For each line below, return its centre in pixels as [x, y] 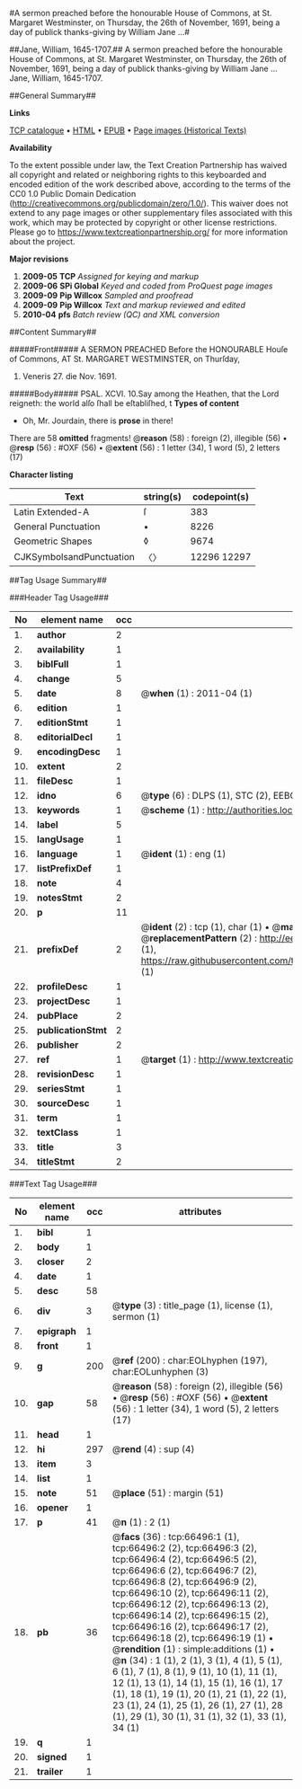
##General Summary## [53, 95]
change [53, 679]
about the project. [42, 241]
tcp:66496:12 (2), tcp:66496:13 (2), [191, 1604]
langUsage [61, 839]
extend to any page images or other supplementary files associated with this [151, 213]
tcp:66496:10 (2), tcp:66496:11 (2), [191, 1593]
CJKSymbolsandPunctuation [74, 557]
